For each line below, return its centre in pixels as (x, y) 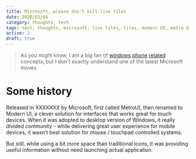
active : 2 (18, 33)
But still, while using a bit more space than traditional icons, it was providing (97, 143)
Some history (39, 91)
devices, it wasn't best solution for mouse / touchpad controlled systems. (94, 132)
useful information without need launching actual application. (80, 150)
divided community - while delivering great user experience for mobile (91, 126)
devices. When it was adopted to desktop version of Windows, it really (91, 120)
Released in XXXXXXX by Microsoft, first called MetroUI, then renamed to (94, 107)
